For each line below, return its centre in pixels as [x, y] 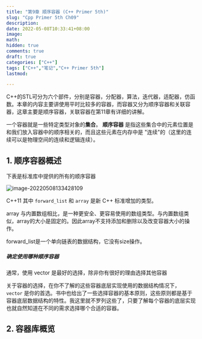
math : [13, 40]
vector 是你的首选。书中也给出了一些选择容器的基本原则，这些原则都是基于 [99, 293]
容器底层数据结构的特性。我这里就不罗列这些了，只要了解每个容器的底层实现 [101, 301]
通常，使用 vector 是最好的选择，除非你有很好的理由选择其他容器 [87, 273]
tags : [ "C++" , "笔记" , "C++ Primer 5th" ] [55, 68]
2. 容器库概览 [31, 329]
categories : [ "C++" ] [32, 62]
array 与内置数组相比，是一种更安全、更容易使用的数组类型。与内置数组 [95, 214]
